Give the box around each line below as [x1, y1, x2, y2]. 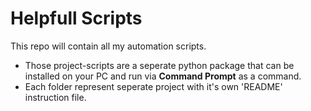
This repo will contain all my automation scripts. [10, 40, 207, 52]
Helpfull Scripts [10, 7, 143, 30]
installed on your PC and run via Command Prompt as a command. [24, 70, 302, 82]
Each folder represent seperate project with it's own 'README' [24, 80, 283, 92]
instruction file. [24, 91, 87, 103]
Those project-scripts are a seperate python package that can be [24, 59, 295, 71]
